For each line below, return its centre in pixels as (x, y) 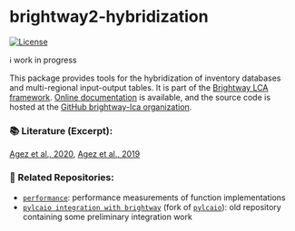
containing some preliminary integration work (107, 217)
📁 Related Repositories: (62, 178)
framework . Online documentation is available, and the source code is (140, 97)
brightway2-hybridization (109, 17)
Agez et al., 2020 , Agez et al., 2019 (75, 154)
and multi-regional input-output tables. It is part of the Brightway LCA (139, 87)
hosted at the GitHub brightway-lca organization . (101, 107)
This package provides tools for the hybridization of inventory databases (145, 78)
